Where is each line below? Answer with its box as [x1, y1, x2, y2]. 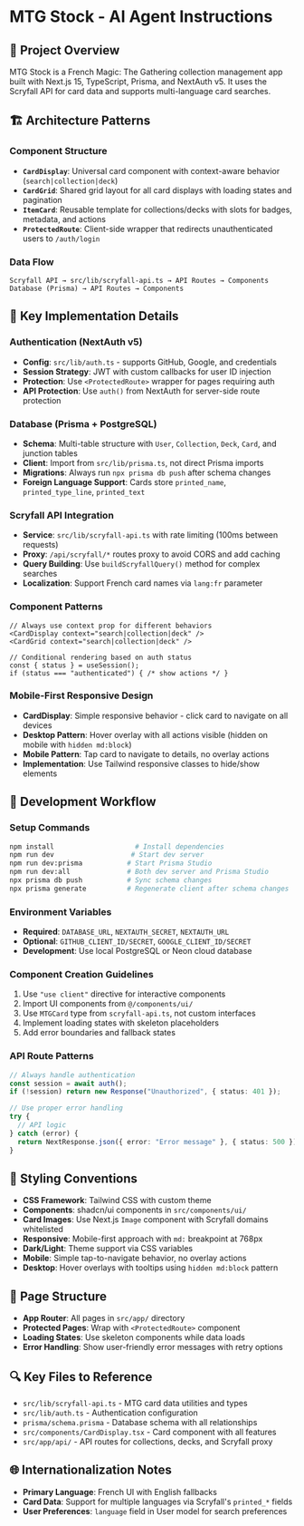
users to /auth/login [22, 233, 100, 244]
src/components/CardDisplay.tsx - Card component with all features [22, 1426, 277, 1437]
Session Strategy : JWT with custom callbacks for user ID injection [22, 365, 271, 377]
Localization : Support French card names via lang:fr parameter [22, 578, 263, 588]
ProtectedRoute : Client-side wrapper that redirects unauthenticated [22, 223, 273, 234]
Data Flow [9, 256, 54, 268]
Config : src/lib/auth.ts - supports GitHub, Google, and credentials [22, 356, 278, 367]
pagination [22, 194, 63, 205]
